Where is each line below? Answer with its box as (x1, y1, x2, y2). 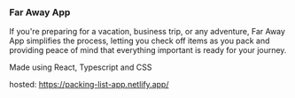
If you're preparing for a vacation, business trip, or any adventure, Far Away (9, 26, 286, 37)
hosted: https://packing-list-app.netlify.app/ (9, 79, 169, 90)
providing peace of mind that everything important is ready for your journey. (9, 45, 287, 56)
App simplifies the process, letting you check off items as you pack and (9, 35, 270, 46)
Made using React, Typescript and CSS (9, 62, 152, 72)
